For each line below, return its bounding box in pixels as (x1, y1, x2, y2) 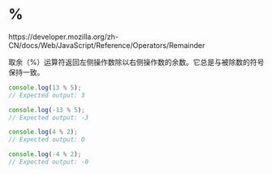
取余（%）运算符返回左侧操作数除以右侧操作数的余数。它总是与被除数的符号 (8, 57, 265, 67)
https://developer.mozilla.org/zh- (8, 32, 119, 41)
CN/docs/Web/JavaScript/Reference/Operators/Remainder (8, 40, 205, 50)
